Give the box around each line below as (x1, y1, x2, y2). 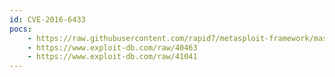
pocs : (9, 24, 32, 34)
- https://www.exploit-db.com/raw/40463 (27, 42, 198, 53)
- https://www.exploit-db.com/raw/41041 (27, 52, 198, 62)
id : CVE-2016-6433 (9, 14, 86, 25)
